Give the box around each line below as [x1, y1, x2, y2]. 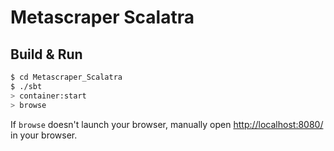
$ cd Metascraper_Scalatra [10, 72, 123, 82]
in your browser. [10, 129, 78, 141]
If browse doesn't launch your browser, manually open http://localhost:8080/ [10, 118, 324, 130]
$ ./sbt [10, 81, 43, 91]
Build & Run [10, 46, 83, 63]
